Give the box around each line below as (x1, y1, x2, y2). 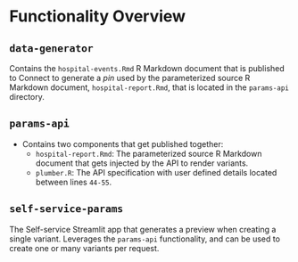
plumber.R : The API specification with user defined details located (35, 167, 277, 177)
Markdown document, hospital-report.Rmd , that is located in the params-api (9, 82, 290, 93)
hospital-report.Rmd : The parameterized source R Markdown (35, 148, 262, 159)
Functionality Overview (9, 6, 186, 27)
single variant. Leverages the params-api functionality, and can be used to (9, 233, 281, 244)
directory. (9, 92, 45, 102)
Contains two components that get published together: (21, 138, 224, 149)
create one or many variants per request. (9, 242, 160, 253)
